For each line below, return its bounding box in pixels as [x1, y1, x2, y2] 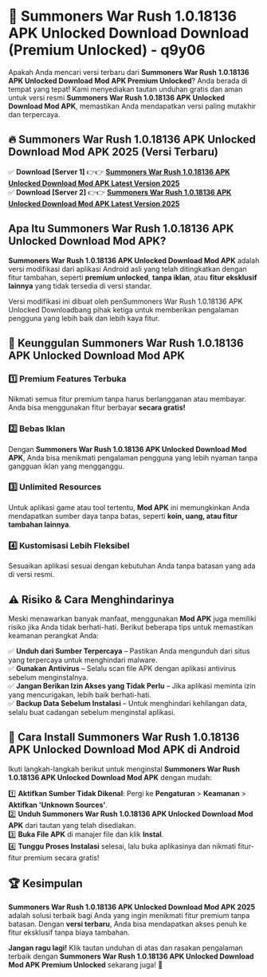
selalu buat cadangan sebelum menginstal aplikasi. [8, 707, 175, 716]
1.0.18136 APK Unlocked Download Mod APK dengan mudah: [8, 772, 213, 782]
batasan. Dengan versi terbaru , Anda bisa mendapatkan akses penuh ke [8, 919, 247, 928]
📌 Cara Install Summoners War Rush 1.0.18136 [8, 731, 240, 744]
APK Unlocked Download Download [8, 24, 249, 42]
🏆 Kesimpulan [8, 877, 83, 891]
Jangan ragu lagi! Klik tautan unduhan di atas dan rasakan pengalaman [8, 943, 243, 952]
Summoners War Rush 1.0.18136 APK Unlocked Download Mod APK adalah [8, 255, 260, 265]
